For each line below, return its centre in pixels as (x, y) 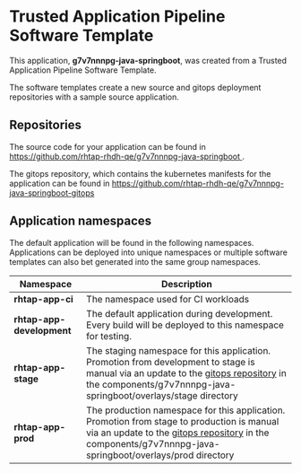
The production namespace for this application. (186, 410)
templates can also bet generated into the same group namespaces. (135, 261)
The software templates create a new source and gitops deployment (135, 87)
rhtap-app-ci (43, 299)
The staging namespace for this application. (179, 350)
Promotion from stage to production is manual (183, 421)
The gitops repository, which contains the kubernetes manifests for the (140, 173)
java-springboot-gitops (52, 193)
